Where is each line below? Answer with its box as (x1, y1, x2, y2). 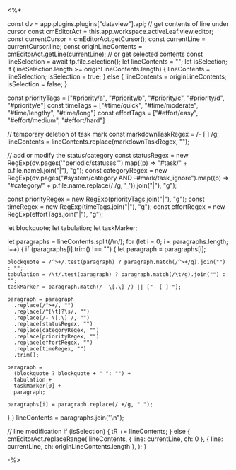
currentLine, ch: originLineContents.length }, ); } (7, 442, 147, 450)
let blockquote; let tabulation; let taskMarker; (7, 224, 138, 232)
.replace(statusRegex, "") (13, 321, 93, 328)
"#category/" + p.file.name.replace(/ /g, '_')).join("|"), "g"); (7, 181, 177, 190)
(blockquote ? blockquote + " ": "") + (13, 370, 131, 377)
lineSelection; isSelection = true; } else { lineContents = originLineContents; (7, 72, 228, 81)
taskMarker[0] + (13, 382, 61, 389)
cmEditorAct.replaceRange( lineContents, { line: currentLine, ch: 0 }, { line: (7, 435, 224, 443)
